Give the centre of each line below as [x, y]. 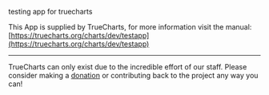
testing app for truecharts [50, 12]
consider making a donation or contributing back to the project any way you [133, 75]
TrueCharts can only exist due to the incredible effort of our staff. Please [128, 67]
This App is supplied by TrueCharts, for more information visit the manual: [130, 27]
